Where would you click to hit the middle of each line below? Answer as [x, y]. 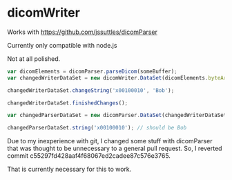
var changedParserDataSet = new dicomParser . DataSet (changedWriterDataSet [117, 116]
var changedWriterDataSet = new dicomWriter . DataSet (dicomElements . [108, 78]
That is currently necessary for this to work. [69, 169]
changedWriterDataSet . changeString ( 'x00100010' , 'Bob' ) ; [91, 90]
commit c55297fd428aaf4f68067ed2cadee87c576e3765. [89, 156]
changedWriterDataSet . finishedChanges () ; [68, 103]
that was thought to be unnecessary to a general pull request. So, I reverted [115, 148]
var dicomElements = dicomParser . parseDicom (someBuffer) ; [92, 71]
